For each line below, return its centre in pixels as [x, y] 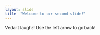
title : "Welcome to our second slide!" [45, 14]
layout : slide [19, 9]
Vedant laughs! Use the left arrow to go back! [50, 27]
